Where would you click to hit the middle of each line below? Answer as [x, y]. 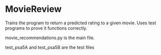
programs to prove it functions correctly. [46, 28]
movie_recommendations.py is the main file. [50, 38]
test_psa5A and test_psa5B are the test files [50, 47]
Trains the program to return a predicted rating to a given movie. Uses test [81, 23]
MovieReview [33, 9]
